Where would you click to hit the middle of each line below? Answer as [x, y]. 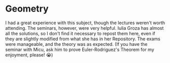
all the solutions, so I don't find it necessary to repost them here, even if [80, 33]
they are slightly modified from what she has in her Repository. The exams [83, 39]
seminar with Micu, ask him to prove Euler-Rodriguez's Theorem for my [80, 49]
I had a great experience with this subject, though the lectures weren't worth [85, 23]
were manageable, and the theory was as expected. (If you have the [76, 44]
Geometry [27, 9]
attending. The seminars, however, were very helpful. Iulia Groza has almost [84, 28]
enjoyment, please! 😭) [29, 55]
